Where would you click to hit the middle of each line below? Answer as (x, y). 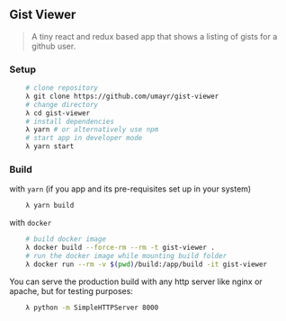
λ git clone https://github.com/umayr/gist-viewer (122, 96)
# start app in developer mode (84, 138)
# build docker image (66, 239)
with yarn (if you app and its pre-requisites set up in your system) (130, 189)
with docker (31, 223)
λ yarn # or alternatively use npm (92, 129)
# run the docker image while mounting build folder (126, 256)
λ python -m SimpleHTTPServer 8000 (92, 308)
